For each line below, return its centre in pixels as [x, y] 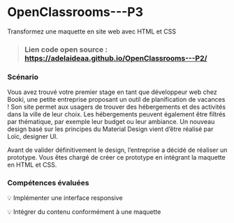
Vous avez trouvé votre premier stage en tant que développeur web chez [112, 92]
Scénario [23, 77]
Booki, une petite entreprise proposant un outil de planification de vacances [116, 100]
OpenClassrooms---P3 [75, 12]
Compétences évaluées [48, 183]
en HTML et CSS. [32, 165]
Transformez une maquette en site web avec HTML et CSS [92, 31]
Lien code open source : [66, 49]
